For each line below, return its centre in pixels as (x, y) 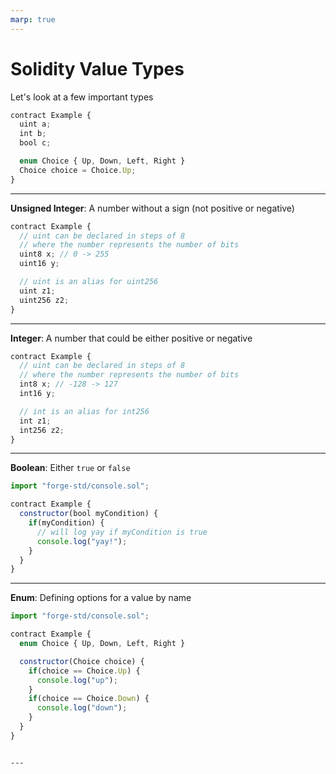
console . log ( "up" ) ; (77, 680)
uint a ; (35, 124)
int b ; (33, 134)
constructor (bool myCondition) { (89, 514)
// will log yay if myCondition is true (122, 532)
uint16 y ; (39, 264)
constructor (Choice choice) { (82, 661)
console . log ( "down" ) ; (82, 708)
